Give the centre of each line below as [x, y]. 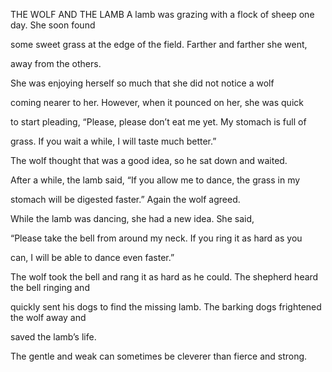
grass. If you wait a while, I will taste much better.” [113, 141]
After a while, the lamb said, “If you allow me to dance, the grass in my [155, 180]
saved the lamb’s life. [53, 337]
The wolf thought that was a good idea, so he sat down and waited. [149, 160]
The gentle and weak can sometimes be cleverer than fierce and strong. [159, 356]
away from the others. [56, 63]
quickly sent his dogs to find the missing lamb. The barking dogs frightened [166, 307]
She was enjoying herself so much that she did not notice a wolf [142, 83]
